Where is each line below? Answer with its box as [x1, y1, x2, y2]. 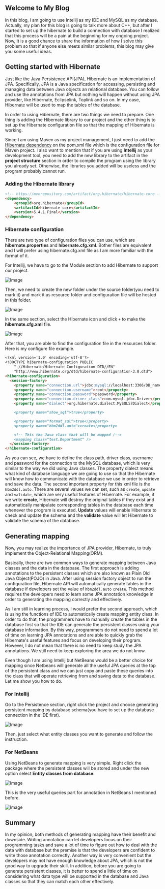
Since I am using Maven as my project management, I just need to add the [5, 136, 155, 142]
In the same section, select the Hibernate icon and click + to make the [5, 316, 146, 322]
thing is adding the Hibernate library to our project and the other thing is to [5, 117, 156, 123]
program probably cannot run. [5, 168, 66, 174]
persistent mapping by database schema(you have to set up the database [5, 707, 154, 713]
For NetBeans [5, 749, 38, 756]
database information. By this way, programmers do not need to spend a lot [5, 627, 158, 633]
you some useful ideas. [5, 48, 53, 54]
